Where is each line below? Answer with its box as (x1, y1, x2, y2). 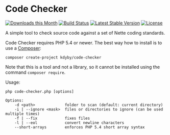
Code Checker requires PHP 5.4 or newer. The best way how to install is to (5, 39, 162, 46)
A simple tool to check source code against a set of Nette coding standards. (5, 30, 165, 36)
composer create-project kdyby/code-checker (5, 55, 102, 60)
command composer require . (5, 69, 66, 75)
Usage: (5, 79, 20, 85)
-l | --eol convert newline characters (14, 120, 125, 125)
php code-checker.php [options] (5, 89, 74, 94)
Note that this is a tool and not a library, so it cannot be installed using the (5, 64, 160, 70)
